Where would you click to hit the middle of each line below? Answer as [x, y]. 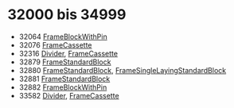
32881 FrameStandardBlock [64, 79]
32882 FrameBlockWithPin [63, 87]
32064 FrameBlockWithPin [63, 37]
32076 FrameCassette [55, 44]
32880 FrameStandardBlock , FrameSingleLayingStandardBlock [123, 70]
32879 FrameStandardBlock [65, 62]
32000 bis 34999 [67, 15]
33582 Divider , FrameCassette [69, 95]
